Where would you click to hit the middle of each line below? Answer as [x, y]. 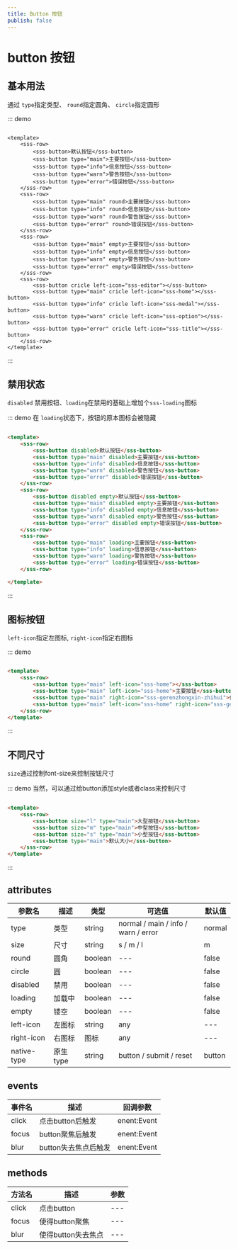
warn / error [138, 932]
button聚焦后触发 [68, 1134]
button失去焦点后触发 [75, 1147]
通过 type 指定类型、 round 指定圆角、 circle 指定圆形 [84, 104]
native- [23, 1051]
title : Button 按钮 [35, 14]
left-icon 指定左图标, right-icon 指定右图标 [70, 638]
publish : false [30, 21]
